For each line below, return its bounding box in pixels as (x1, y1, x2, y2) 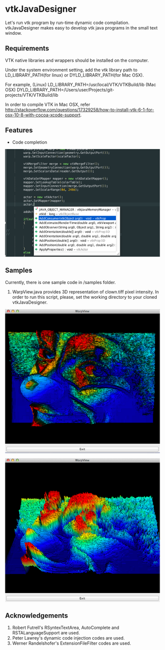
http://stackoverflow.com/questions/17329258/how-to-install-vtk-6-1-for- (5, 106, 155, 112)
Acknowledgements (5, 612, 68, 620)
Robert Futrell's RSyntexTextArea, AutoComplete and (12, 624, 119, 630)
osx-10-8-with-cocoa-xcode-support (5, 112, 81, 118)
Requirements (5, 44, 49, 52)
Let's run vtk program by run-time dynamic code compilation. (5, 20, 130, 26)
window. (5, 30, 22, 36)
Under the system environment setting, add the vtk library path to (5, 67, 137, 73)
